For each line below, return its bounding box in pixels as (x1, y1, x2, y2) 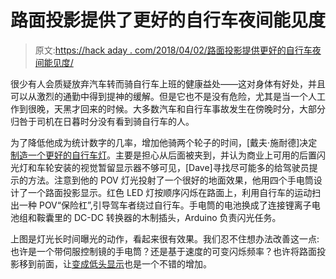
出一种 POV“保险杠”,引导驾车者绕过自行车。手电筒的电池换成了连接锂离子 (10, 199, 312, 211)
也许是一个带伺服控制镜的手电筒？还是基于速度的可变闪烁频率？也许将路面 (10, 245, 317, 257)
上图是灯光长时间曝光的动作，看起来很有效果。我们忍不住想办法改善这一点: (10, 232, 320, 245)
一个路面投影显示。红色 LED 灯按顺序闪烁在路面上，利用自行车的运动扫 (27, 186, 322, 198)
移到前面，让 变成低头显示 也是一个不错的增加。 (18, 257, 212, 270)
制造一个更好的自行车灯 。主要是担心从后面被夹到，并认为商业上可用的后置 (10, 149, 317, 161)
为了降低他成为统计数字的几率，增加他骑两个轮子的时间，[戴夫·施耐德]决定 (10, 136, 318, 148)
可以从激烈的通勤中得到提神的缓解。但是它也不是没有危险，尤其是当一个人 (10, 90, 317, 102)
